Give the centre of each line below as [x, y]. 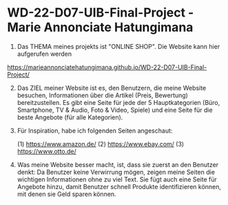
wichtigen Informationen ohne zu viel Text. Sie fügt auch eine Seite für [117, 179]
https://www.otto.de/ [47, 151]
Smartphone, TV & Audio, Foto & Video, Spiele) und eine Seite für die [115, 110]
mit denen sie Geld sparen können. [66, 194]
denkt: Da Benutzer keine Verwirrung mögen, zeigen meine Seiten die [116, 172]
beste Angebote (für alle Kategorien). [70, 117]
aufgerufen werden [44, 54]
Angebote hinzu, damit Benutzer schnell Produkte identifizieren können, [119, 186]
